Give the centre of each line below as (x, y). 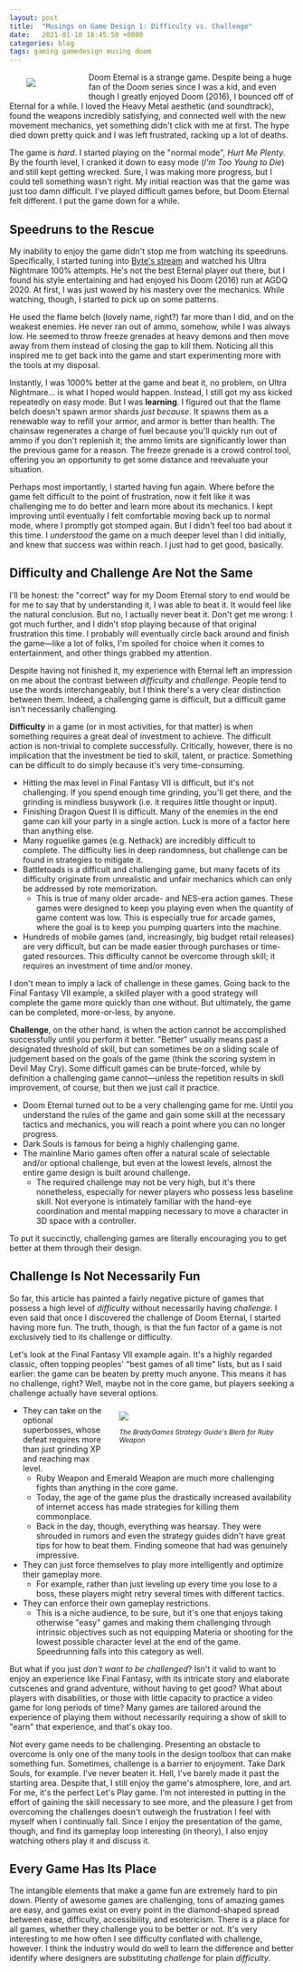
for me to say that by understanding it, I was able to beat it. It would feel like (151, 605)
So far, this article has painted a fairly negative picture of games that (137, 1298)
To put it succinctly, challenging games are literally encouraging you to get (148, 1238)
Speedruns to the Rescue (82, 229)
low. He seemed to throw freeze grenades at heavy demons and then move (149, 335)
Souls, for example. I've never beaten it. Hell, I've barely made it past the (144, 1773)
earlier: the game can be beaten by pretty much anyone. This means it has (148, 1374)
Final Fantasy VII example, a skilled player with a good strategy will (134, 993)
